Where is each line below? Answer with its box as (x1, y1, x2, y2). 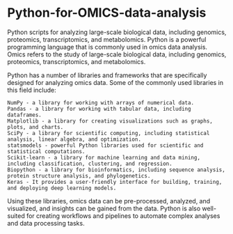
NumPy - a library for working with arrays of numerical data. (7, 99, 195, 106)
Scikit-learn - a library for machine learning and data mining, (7, 154, 200, 161)
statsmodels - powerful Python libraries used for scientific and (7, 141, 204, 149)
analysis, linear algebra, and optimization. (7, 136, 141, 143)
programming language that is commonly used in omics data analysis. (7, 42, 207, 51)
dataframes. (7, 111, 42, 118)
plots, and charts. (7, 123, 64, 130)
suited (7, 211, 26, 220)
